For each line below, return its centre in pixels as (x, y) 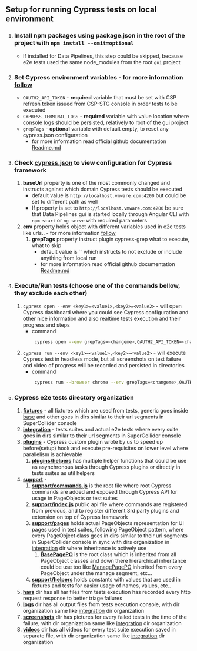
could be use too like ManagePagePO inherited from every (111, 567)
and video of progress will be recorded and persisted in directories (103, 366)
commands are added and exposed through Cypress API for (104, 491)
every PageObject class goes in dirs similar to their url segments (109, 536)
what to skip (46, 245)
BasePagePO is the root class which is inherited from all (108, 554)
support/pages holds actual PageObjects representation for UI (108, 523)
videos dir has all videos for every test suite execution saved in (99, 629)
